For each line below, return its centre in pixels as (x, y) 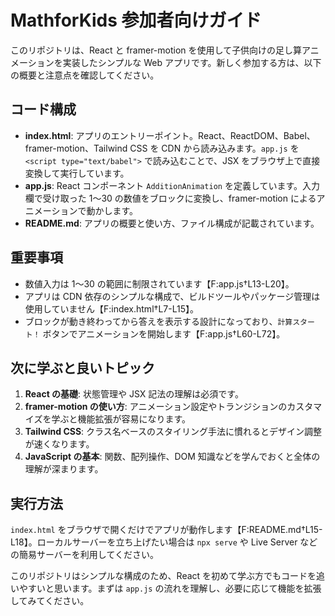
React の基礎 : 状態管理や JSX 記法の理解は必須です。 (134, 394)
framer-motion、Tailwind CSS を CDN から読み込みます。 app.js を (162, 148)
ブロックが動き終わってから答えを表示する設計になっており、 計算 (158, 321)
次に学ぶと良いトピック (82, 367)
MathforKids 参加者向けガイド (136, 20)
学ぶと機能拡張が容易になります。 (121, 419)
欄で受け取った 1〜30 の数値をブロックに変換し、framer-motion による (170, 198)
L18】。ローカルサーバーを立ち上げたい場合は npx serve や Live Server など (164, 542)
